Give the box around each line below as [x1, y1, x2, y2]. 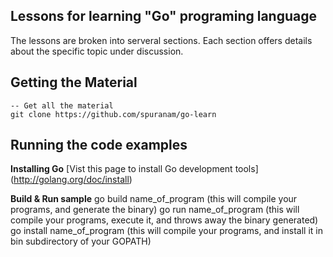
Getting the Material [10, 74, 138, 91]
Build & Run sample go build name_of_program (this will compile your [10, 193, 298, 205]
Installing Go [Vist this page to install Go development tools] [10, 163, 259, 175]
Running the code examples [10, 137, 188, 154]
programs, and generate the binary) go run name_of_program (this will [10, 204, 300, 216]
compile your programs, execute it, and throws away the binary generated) [10, 214, 319, 226]
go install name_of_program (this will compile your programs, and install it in [10, 225, 323, 237]
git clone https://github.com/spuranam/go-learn [10, 109, 217, 119]
